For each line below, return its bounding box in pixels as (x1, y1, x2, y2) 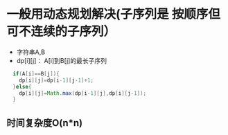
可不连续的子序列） (6, 24, 116, 39)
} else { (12, 83, 32, 90)
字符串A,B (16, 48, 46, 56)
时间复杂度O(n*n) (6, 117, 83, 129)
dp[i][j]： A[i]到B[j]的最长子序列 (16, 56, 107, 64)
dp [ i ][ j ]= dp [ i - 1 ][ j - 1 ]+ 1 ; (19, 77, 94, 84)
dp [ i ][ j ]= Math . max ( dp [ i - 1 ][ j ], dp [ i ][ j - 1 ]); (19, 89, 147, 97)
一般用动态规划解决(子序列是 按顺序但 (6, 6, 221, 22)
